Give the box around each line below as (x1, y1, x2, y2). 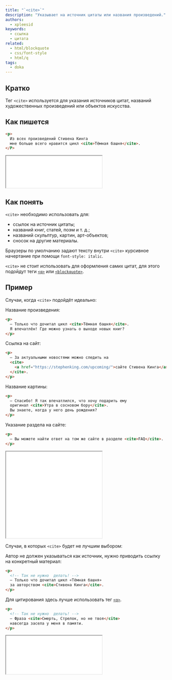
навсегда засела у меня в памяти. (10, 620, 83, 626)
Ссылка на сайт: (5, 340, 41, 346)
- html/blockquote (10, 46, 50, 51)
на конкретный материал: (5, 558, 62, 565)
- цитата (10, 36, 29, 42)
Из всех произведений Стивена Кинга (10, 136, 88, 141)
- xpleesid (10, 22, 33, 27)
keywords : (5, 27, 27, 32)
